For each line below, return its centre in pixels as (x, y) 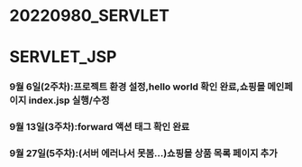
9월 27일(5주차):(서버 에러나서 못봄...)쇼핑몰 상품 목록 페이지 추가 (143, 153)
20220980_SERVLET (89, 16)
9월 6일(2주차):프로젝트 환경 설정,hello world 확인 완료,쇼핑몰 (137, 87)
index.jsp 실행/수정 (69, 100)
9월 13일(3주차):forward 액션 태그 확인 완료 (100, 127)
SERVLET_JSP (63, 57)
